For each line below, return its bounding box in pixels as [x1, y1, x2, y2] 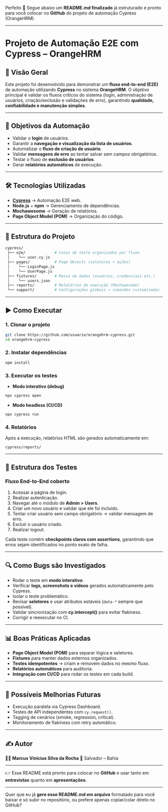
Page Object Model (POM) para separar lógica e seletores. [12, 650, 134, 656]
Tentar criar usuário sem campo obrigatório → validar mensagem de [12, 510, 153, 516]
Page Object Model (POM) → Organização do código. [12, 213, 124, 219]
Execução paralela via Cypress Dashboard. [12, 703, 101, 710]
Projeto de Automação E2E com [5, 38, 139, 49]
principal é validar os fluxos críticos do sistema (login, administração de [5, 92, 153, 98]
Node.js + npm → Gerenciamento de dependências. [12, 203, 121, 209]
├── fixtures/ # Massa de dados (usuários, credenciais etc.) [7, 273, 155, 279]
